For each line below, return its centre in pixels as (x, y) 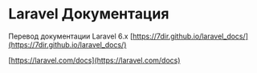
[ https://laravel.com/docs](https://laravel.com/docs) (94, 60)
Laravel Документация (89, 14)
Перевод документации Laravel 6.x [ (71, 36)
